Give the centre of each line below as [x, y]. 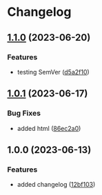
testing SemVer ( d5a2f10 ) [53, 72]
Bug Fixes [24, 113]
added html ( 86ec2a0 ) [49, 128]
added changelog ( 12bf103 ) [56, 185]
